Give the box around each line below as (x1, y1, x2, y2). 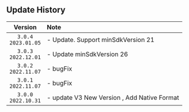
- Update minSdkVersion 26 (46, 50, 128, 58)
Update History (6, 5, 66, 15)
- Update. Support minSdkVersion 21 (46, 35, 155, 44)
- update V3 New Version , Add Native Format (46, 93, 179, 102)
